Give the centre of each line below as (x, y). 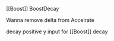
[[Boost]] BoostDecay (33, 9)
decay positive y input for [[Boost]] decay (57, 31)
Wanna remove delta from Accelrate (50, 20)
